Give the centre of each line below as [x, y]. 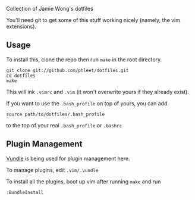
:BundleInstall [25, 192]
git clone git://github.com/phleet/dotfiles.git [67, 70]
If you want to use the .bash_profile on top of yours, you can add [87, 103]
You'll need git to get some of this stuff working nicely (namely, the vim [93, 20]
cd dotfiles [21, 76]
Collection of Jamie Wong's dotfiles [50, 9]
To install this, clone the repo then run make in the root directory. [84, 60]
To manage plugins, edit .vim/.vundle [52, 170]
